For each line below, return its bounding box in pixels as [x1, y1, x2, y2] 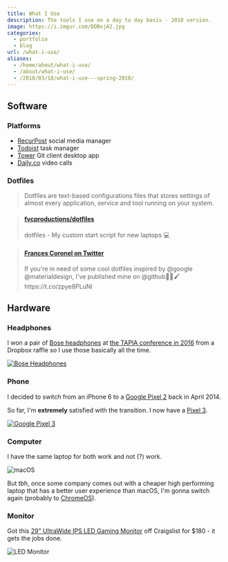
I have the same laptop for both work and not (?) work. [7, 453, 162, 461]
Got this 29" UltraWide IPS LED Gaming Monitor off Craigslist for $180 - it [7, 527, 216, 535]
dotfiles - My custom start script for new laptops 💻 [23, 230, 171, 239]
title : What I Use [7, 10, 60, 17]
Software [7, 100, 48, 111]
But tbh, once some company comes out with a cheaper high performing [7, 479, 214, 488]
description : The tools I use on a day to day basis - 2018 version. [7, 17, 212, 24]
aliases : [7, 55, 32, 62]
